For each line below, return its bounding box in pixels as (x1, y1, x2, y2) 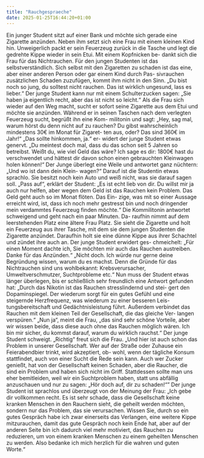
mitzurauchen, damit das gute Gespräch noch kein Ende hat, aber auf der (6, 420, 191, 427)
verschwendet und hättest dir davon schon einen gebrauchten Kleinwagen (6, 154, 194, 161)
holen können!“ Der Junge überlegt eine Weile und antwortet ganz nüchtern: (6, 161, 199, 168)
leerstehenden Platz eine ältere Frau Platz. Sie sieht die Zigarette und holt (6, 219, 191, 226)
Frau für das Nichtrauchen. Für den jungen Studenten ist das (6, 57, 158, 65)
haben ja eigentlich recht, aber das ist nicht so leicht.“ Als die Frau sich (6, 96, 185, 104)
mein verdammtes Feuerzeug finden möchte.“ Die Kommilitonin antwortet (6, 206, 191, 213)
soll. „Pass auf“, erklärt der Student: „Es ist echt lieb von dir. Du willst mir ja (6, 180, 194, 188)
